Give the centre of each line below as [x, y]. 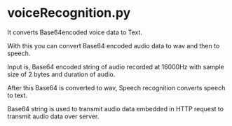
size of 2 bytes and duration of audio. [61, 74]
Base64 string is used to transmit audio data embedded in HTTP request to [116, 108]
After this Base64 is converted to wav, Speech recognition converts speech [116, 87]
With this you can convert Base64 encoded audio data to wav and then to [114, 45]
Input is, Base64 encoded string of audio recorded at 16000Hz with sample [116, 66]
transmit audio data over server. [53, 116]
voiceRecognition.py [69, 13]
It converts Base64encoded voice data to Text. [75, 32]
